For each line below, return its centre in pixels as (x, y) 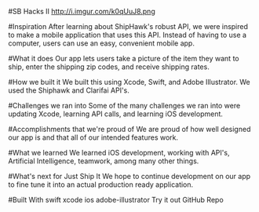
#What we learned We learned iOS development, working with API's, (119, 153)
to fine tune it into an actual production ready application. (101, 185)
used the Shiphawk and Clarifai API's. (69, 90)
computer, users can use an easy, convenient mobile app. (101, 43)
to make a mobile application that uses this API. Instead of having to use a (128, 35)
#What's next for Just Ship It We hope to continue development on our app (129, 176)
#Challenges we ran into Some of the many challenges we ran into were (124, 106)
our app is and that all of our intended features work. (93, 137)
